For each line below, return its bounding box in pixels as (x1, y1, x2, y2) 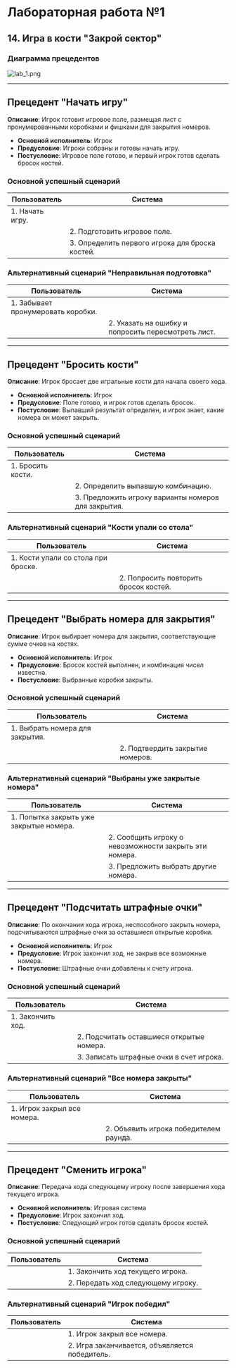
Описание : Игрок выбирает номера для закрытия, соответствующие (7, 632, 216, 640)
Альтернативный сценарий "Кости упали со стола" (7, 523, 194, 533)
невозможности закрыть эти (108, 841, 207, 851)
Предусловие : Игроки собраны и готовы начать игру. (17, 144, 181, 152)
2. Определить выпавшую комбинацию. (74, 481, 212, 491)
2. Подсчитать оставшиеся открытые (77, 1032, 205, 1042)
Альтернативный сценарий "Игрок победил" (7, 1299, 171, 1309)
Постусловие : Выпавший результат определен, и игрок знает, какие (17, 406, 225, 414)
